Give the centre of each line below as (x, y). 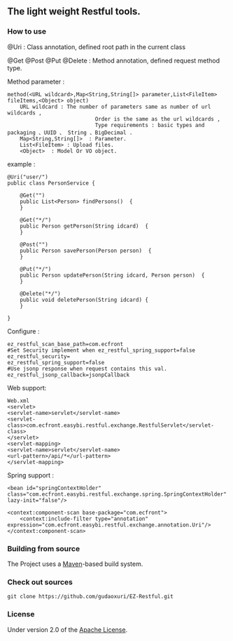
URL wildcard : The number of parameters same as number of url (115, 107)
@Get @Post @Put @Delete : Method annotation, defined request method (114, 60)
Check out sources (40, 582)
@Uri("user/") (28, 177)
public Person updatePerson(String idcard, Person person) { (112, 275)
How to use (27, 32)
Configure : (23, 331)
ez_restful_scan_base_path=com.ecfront (65, 344)
